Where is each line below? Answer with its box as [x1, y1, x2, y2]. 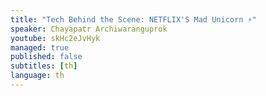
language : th [10, 71, 65, 81]
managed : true [10, 42, 70, 53]
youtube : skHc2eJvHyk [10, 33, 101, 43]
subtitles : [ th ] [10, 61, 78, 71]
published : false [10, 52, 83, 62]
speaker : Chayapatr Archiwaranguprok [10, 24, 168, 34]
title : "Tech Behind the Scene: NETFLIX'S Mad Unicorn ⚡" [10, 14, 257, 25]
